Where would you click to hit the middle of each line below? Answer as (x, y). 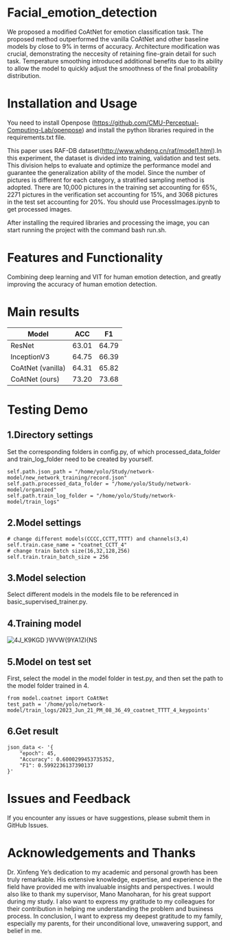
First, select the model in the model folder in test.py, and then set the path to (115, 678)
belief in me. (25, 930)
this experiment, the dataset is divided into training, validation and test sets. (114, 158)
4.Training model (44, 623)
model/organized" (32, 490)
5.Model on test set (49, 662)
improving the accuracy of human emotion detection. (82, 284)
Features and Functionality (85, 258)
